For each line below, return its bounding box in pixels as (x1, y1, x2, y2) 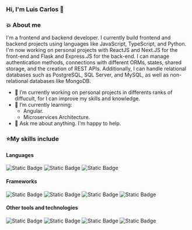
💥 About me (6, 20, 41, 29)
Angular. (23, 107, 44, 114)
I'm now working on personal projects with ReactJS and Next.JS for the (6, 47, 178, 54)
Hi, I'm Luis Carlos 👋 (6, 5, 64, 13)
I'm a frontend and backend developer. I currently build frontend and (6, 34, 171, 41)
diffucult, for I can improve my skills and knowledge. (14, 95, 141, 102)
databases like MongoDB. (29, 78, 92, 85)
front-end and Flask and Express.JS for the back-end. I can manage (6, 53, 170, 60)
